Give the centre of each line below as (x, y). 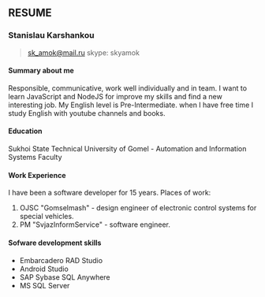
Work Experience (37, 175)
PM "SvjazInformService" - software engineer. (95, 225)
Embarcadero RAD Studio (61, 260)
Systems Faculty (35, 158)
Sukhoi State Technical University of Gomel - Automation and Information (127, 149)
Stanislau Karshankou (51, 35)
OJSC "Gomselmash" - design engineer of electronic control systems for (138, 208)
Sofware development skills (55, 243)
